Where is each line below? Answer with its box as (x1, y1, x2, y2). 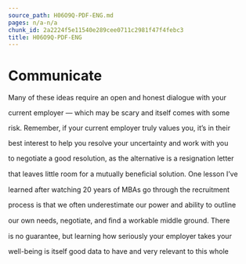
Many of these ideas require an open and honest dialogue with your (8, 93, 227, 103)
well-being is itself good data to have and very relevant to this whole (8, 247, 229, 256)
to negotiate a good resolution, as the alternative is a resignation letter (8, 154, 234, 163)
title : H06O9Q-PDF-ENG (8, 33, 82, 42)
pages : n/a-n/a (8, 19, 58, 27)
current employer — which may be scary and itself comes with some (8, 108, 230, 118)
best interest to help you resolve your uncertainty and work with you (8, 139, 229, 148)
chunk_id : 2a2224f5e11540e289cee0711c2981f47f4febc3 (8, 26, 184, 34)
